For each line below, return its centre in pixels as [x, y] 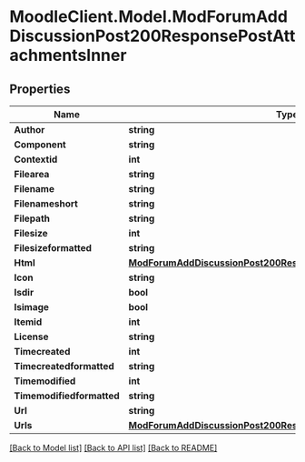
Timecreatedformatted [64, 366]
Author [30, 130]
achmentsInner [68, 55]
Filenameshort [46, 204]
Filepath [32, 218]
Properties [40, 89]
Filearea [32, 174]
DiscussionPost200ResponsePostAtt [152, 36]
